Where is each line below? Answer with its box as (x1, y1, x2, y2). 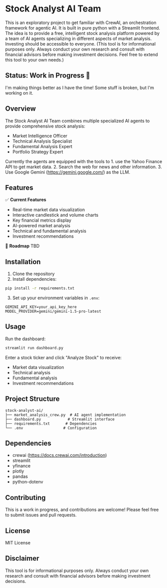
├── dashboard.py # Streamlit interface (5, 416, 115, 422)
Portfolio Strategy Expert (12, 149, 63, 155)
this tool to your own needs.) (5, 57, 64, 63)
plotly (12, 468, 24, 474)
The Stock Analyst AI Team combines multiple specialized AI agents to (5, 118, 150, 124)
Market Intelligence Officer (12, 133, 68, 139)
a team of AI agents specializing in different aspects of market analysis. (5, 36, 152, 42)
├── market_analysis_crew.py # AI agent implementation (5, 412, 126, 417)
